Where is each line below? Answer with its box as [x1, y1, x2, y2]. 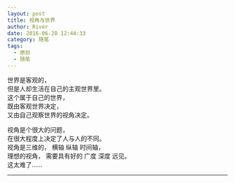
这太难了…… [7, 160, 43, 168]
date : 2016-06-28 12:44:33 [7, 29, 86, 37]
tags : [7, 43, 23, 50]
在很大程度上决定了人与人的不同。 [7, 134, 106, 142]
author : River [7, 23, 49, 30]
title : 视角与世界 [7, 17, 56, 24]
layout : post [7, 10, 45, 17]
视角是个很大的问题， [7, 125, 69, 133]
